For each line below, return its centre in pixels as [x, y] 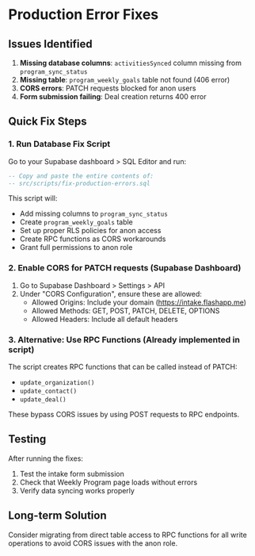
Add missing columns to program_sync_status [93, 214]
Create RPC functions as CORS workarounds [93, 239]
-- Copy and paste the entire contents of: [81, 176]
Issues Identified [50, 44]
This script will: [33, 198]
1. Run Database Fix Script [59, 144]
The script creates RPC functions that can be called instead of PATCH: [123, 367]
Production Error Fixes [84, 15]
